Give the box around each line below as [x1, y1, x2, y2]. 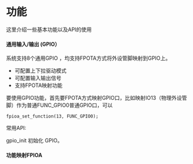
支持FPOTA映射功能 [14, 82, 63, 89]
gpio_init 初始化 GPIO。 [6, 137, 63, 144]
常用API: [6, 125, 26, 132]
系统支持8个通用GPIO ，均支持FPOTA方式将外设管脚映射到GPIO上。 [6, 55, 171, 62]
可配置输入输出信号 [14, 75, 62, 82]
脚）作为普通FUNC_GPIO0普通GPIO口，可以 [6, 102, 113, 109]
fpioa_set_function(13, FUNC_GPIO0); [6, 113, 99, 119]
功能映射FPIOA [6, 151, 42, 159]
